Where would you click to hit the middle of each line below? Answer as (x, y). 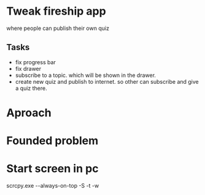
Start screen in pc (52, 169)
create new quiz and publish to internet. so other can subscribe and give (107, 81)
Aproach (29, 113)
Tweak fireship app (56, 11)
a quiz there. (31, 88)
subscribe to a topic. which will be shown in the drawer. (86, 75)
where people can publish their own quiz (58, 28)
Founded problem (52, 141)
